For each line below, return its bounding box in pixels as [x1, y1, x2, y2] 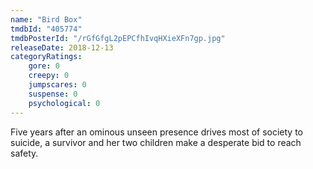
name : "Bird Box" [10, 14, 83, 25]
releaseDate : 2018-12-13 [10, 42, 114, 53]
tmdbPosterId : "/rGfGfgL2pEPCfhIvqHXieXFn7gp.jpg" [10, 33, 226, 43]
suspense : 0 [28, 89, 78, 99]
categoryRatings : [10, 52, 83, 62]
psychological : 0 [28, 98, 101, 108]
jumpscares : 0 [28, 80, 87, 90]
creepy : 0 [28, 71, 70, 81]
